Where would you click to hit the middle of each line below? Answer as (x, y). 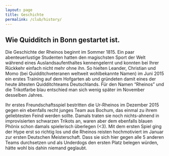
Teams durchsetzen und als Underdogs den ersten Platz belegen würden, (82, 143)
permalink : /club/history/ (34, 19)
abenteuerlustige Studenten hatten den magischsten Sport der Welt (75, 57)
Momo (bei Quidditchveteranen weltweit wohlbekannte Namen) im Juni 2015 (85, 73)
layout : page (19, 10)
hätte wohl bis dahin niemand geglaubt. (46, 148)
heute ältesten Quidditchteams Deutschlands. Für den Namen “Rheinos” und (85, 85)
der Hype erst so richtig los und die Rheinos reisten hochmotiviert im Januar (84, 132)
